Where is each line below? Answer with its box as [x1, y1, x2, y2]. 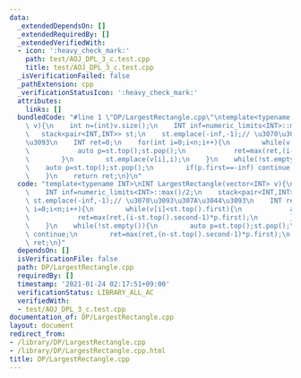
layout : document [9, 322, 74, 331]
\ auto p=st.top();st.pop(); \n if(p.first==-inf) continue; [25, 163, 295, 172]
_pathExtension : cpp [17, 80, 94, 89]
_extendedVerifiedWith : [17, 38, 106, 47]
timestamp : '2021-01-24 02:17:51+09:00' [17, 279, 170, 288]
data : [9, 13, 30, 22]
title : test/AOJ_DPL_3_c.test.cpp [25, 64, 154, 73]
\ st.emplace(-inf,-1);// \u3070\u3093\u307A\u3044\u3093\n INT [25, 196, 282, 206]
